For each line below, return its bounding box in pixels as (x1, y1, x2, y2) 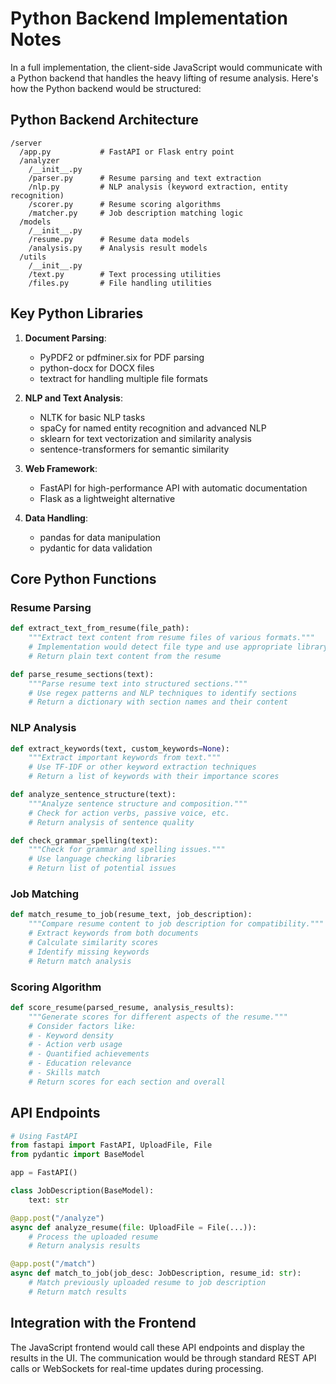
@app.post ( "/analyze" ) (10, 1213, 105, 1223)
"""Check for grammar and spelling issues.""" (28, 845, 226, 855)
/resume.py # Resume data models (28, 234, 190, 244)
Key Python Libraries (10, 305, 144, 322)
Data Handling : (24, 512, 88, 524)
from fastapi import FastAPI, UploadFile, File (10, 1140, 213, 1151)
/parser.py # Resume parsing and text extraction (28, 173, 262, 183)
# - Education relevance (28, 1058, 132, 1069)
